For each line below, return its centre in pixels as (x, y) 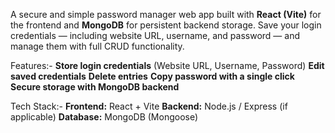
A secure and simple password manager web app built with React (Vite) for (166, 14)
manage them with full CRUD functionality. (97, 46)
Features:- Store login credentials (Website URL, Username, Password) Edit (167, 65)
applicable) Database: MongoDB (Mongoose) (104, 117)
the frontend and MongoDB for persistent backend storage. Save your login (166, 25)
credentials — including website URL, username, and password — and (155, 35)
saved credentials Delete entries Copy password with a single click (152, 76)
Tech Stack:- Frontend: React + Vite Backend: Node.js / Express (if (149, 106)
